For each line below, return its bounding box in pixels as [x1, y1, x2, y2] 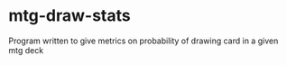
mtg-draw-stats [8, 5, 132, 26]
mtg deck [8, 44, 44, 55]
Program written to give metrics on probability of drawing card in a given [8, 35, 279, 46]
